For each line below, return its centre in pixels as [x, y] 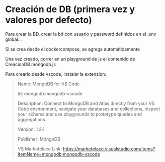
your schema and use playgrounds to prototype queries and [80, 114]
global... [14, 39]
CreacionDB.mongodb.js [31, 64]
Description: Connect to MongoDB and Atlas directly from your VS [86, 103]
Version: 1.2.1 [31, 129]
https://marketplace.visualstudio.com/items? [109, 149]
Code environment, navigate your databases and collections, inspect [89, 109]
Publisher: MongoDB [39, 139]
